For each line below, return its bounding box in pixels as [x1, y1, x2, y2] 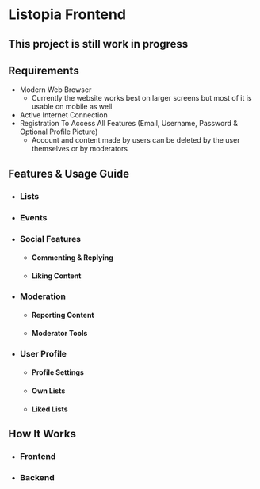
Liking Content [31, 271, 82, 281]
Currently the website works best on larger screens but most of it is [31, 94, 252, 103]
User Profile [19, 348, 67, 359]
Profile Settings [31, 368, 85, 377]
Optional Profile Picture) [19, 127, 98, 136]
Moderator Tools [31, 328, 88, 338]
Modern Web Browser [19, 85, 92, 94]
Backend [19, 472, 55, 483]
